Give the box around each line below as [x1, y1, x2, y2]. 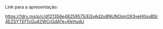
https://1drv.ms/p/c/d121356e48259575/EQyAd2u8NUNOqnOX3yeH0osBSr [5, 14, 159, 19]
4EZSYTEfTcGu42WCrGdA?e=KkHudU [5, 19, 85, 24]
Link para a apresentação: [5, 4, 58, 10]
